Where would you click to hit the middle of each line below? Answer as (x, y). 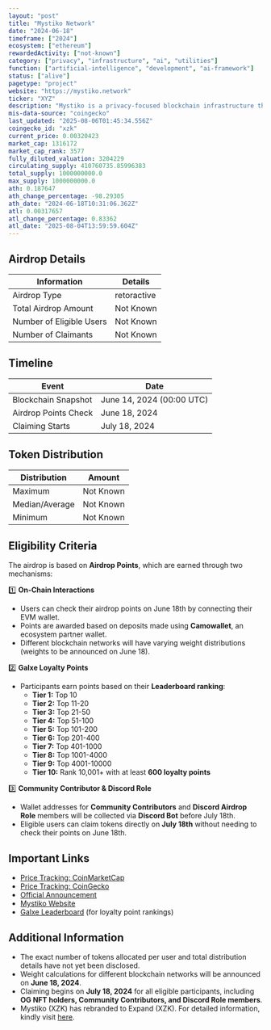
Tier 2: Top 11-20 (60, 704)
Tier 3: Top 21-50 (61, 713)
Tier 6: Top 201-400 (66, 738)
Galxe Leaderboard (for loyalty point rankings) (97, 912)
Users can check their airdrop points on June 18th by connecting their (136, 609)
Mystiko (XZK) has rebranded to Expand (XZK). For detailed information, (140, 1008)
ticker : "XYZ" (32, 99)
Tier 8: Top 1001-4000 (69, 755)
